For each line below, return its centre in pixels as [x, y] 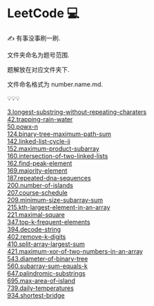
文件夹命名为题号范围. [39, 55]
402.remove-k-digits [37, 236]
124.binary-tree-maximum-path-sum [59, 134]
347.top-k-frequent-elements [49, 222]
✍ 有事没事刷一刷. [34, 38]
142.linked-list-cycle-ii [39, 141]
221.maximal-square [36, 214]
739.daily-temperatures [40, 288]
